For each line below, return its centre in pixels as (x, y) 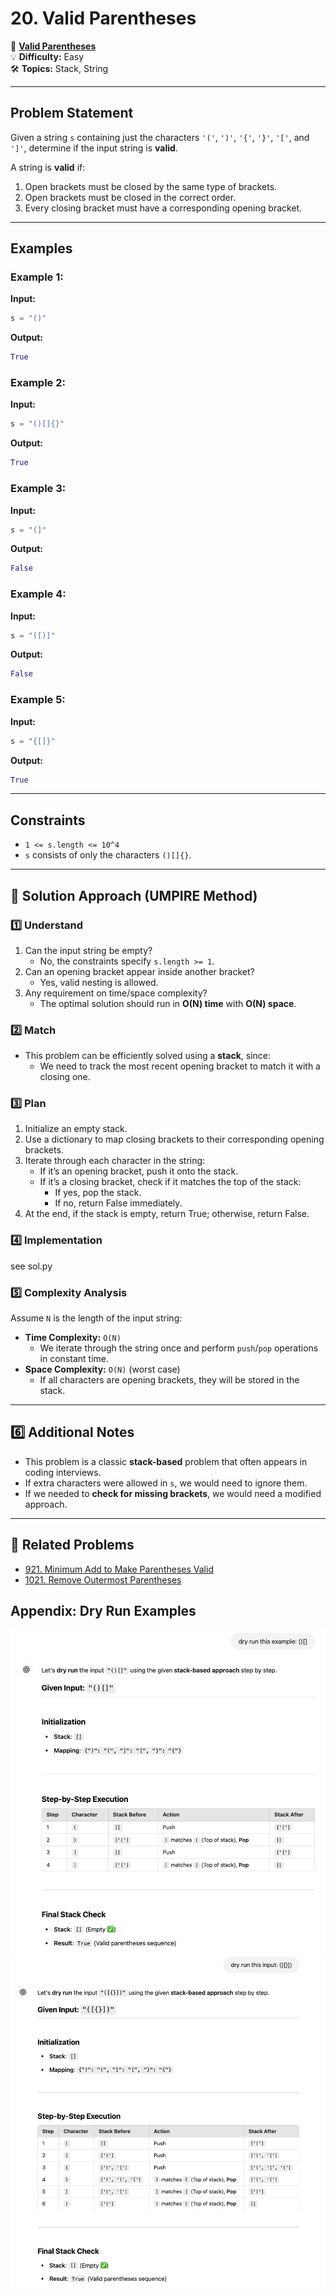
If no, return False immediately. (118, 1203)
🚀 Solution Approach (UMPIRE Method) (134, 895)
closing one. (65, 1077)
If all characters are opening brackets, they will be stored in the (169, 1380)
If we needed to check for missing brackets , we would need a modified (173, 1493)
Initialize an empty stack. (76, 1129)
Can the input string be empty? (88, 950)
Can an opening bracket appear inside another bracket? (139, 971)
